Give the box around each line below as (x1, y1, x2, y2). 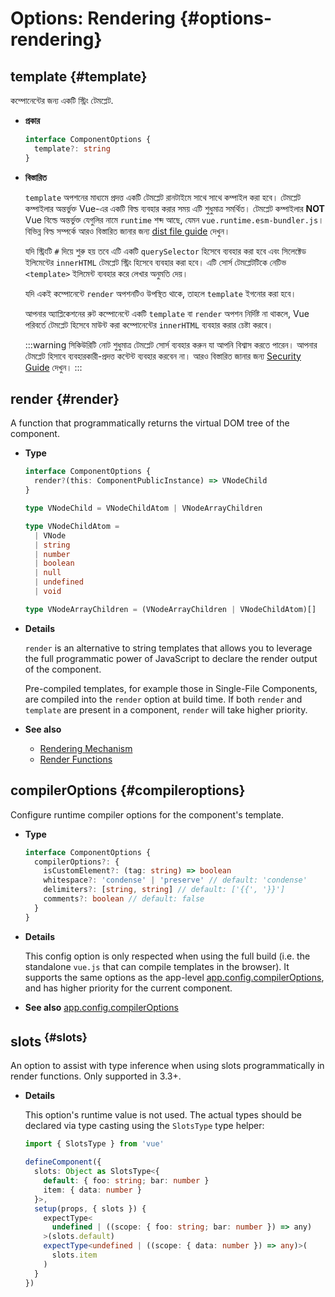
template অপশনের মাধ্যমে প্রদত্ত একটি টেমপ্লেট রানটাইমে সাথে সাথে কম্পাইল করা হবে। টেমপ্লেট (24, 191, 302, 203)
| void (34, 587, 62, 597)
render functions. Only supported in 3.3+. (10, 1070, 182, 1082)
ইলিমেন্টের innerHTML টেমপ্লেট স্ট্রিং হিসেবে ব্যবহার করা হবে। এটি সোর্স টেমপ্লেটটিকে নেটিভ (24, 256, 287, 268)
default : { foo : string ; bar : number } (43, 1176, 210, 1186)
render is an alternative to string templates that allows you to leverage (24, 642, 313, 654)
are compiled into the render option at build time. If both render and (24, 693, 303, 705)
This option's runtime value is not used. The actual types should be (24, 1109, 302, 1121)
